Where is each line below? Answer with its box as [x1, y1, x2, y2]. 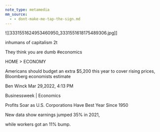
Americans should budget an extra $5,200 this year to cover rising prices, [5, 68, 156, 74]
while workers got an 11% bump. [5, 122, 71, 128]
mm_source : [5, 12, 28, 17]
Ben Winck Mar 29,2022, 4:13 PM [5, 83, 74, 89]
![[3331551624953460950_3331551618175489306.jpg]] [5, 30, 118, 36]
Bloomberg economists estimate [5, 74, 71, 80]
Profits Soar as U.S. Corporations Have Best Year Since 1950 [5, 102, 128, 108]
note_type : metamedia [5, 7, 50, 12]
